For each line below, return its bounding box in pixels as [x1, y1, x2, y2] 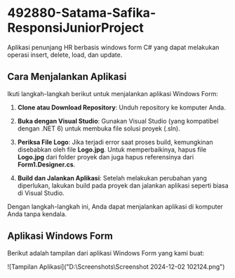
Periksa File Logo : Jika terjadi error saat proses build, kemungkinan [17, 138, 213, 146]
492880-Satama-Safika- [7, 5, 156, 21]
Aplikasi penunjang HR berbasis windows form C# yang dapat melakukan [7, 43, 220, 51]
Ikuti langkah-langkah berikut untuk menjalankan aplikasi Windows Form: [7, 89, 219, 98]
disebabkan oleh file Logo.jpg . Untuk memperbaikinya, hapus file [17, 145, 207, 154]
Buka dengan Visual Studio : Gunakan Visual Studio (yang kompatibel [17, 117, 219, 125]
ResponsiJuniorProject [7, 20, 144, 36]
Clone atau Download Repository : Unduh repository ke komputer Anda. [17, 103, 227, 112]
